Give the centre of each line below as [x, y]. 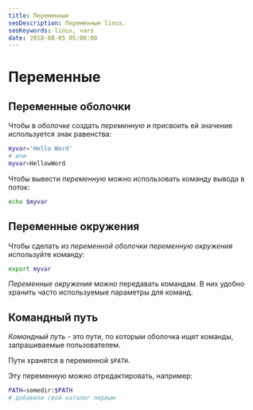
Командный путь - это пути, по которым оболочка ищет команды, [121, 337]
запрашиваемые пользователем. [64, 345]
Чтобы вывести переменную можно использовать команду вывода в [127, 178]
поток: [19, 187]
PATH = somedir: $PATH [41, 391]
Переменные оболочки [70, 106]
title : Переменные [39, 16]
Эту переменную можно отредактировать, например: [101, 376]
